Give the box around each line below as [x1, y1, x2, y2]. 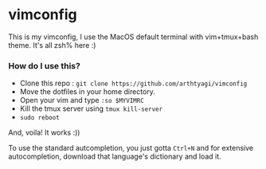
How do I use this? [8, 60, 81, 71]
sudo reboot [19, 114, 60, 122]
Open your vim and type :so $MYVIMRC [19, 96, 145, 105]
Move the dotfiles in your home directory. [19, 87, 155, 96]
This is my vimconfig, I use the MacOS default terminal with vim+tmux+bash [8, 32, 259, 41]
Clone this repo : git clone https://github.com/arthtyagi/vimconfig [19, 78, 248, 88]
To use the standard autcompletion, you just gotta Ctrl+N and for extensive [8, 143, 254, 153]
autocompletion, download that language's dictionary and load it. [8, 151, 221, 161]
